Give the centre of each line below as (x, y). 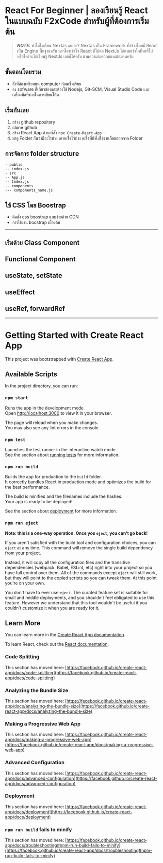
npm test (15, 440)
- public (14, 165)
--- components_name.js (29, 190)
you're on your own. (25, 583)
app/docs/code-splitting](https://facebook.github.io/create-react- (71, 672)
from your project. (23, 553)
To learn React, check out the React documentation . (57, 644)
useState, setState (34, 275)
